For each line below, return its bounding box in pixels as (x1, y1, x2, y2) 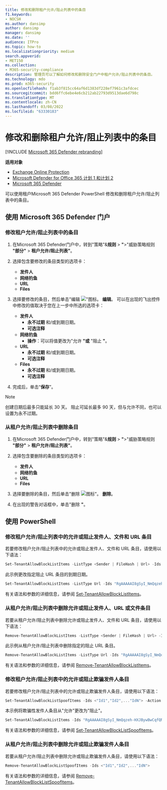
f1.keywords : (5, 12, 32, 17)
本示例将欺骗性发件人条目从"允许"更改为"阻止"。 (5, 707, 105, 714)
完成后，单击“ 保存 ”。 (12, 384, 56, 390)
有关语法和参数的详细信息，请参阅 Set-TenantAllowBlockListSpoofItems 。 (5, 727, 157, 733)
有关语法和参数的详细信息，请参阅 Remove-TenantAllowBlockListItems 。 (5, 662, 154, 668)
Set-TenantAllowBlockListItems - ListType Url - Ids (5, 582, 112, 587)
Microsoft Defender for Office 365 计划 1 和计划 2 (12, 175, 113, 181)
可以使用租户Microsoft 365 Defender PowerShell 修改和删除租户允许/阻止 (5, 191, 156, 197)
